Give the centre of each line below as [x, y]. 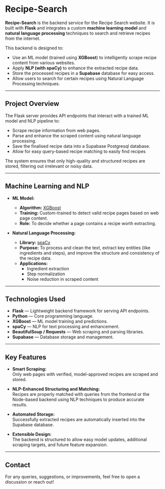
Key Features [26, 357]
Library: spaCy [35, 242]
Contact [18, 465]
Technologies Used [35, 299]
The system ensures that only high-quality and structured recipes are [75, 161]
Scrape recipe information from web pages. [56, 130]
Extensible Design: [32, 434]
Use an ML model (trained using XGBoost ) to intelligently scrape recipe [84, 57]
